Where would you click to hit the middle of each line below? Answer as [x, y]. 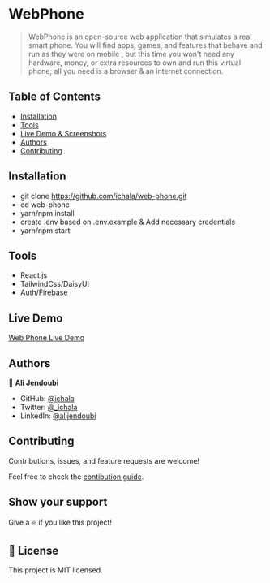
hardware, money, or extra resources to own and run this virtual [135, 63]
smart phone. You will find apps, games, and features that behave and [145, 45]
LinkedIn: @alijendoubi [58, 416]
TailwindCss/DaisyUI [54, 284]
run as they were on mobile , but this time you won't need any [131, 54]
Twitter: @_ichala [49, 407]
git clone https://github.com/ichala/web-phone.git [103, 196]
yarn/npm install [47, 213]
